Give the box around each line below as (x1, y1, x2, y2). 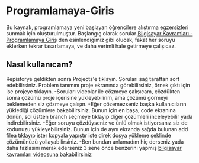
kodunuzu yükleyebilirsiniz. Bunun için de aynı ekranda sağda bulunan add (6, 125, 188, 132)
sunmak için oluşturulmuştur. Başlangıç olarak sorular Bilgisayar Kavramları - (6, 30, 193, 37)
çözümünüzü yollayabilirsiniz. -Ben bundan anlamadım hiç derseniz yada (6, 138, 184, 145)
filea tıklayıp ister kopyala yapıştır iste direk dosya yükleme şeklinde (6, 132, 172, 139)
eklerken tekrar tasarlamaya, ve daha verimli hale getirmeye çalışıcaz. (6, 43, 176, 50)
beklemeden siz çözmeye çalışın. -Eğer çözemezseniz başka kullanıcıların (6, 100, 187, 107)
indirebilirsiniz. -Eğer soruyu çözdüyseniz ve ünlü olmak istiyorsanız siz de (6, 119, 188, 126)
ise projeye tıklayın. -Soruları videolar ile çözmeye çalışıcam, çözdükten (6, 87, 181, 95)
